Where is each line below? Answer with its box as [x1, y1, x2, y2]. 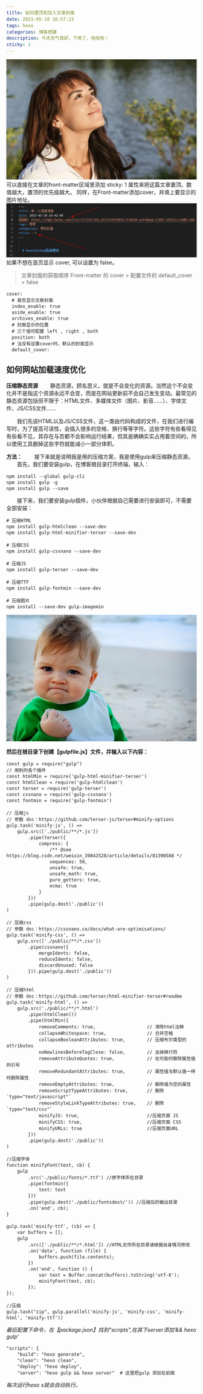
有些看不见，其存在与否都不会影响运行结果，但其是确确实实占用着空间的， [6, 432, 192, 439]
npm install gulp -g [6, 479, 59, 485]
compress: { [38, 841, 69, 847]
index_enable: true [11, 303, 61, 310]
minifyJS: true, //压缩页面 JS [38, 1113, 179, 1119]
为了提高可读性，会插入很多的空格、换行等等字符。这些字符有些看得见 [22, 425, 197, 432]
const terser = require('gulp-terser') [6, 786, 107, 792]
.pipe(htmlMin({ [28, 1017, 69, 1024]
